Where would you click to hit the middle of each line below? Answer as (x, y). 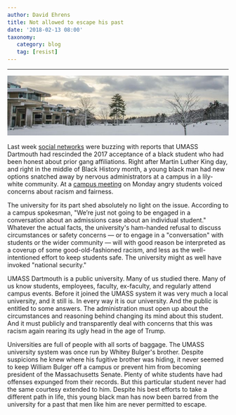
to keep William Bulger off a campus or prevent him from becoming (104, 367)
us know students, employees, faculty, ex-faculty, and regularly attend (109, 286)
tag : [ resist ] (37, 52)
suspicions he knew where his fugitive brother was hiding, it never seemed (116, 359)
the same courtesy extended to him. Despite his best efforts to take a (107, 390)
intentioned (24, 257)
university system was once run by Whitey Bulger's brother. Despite (105, 352)
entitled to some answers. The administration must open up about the (108, 309)
